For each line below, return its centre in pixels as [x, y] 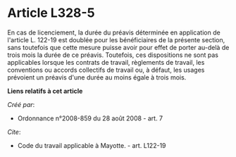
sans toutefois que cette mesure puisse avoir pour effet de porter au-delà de [118, 47]
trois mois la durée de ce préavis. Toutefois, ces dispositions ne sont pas [113, 55]
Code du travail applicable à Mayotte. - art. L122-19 [92, 145]
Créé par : [21, 104]
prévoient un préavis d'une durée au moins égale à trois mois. [97, 77]
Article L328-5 [51, 13]
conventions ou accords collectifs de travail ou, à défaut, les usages [106, 70]
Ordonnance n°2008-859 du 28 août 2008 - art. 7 [90, 118]
